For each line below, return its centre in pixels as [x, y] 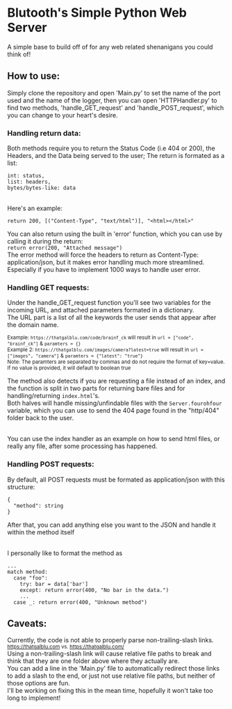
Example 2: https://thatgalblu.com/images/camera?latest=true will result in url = [105, 350]
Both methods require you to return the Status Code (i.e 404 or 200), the [111, 148]
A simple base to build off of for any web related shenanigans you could [110, 47]
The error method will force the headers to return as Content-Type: [103, 255]
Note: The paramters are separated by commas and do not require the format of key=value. [116, 362]
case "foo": [31, 578]
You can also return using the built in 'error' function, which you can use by [115, 234]
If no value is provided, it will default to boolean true [69, 368]
